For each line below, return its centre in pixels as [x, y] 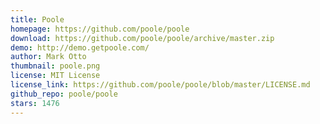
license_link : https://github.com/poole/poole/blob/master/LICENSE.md [160, 85]
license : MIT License [55, 76]
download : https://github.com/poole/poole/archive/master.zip [142, 38]
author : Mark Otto [48, 57]
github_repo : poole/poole [64, 94]
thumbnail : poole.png [55, 66]
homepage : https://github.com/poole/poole [100, 29]
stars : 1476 [35, 103]
